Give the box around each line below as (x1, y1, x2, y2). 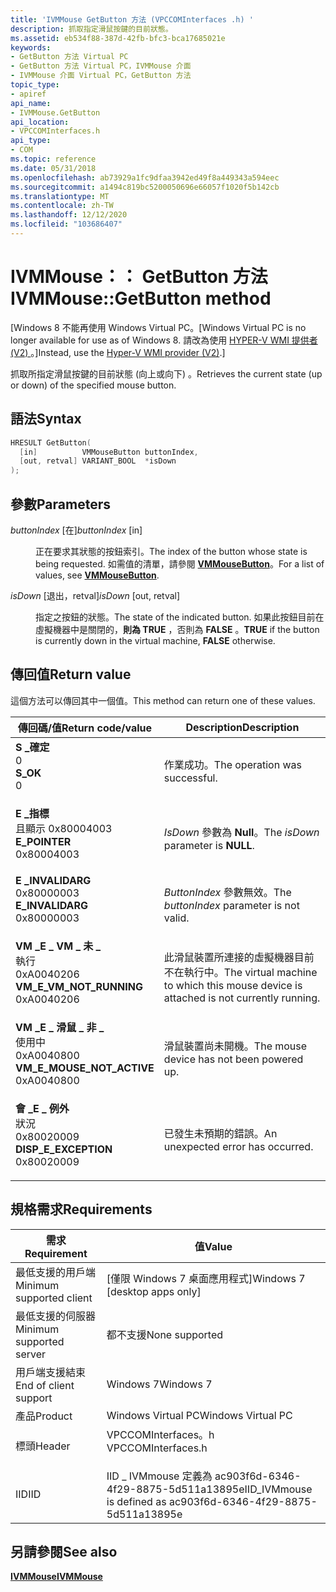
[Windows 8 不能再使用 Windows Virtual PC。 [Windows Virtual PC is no (10, 321, 307, 333)
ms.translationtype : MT (10, 191, 110, 201)
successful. (163, 771, 218, 785)
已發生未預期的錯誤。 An (163, 1126, 278, 1140)
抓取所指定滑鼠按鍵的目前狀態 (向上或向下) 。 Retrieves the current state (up (10, 367, 323, 380)
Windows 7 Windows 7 (106, 1377, 213, 1391)
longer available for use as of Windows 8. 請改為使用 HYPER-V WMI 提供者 (10, 334, 318, 346)
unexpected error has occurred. (163, 1139, 314, 1153)
